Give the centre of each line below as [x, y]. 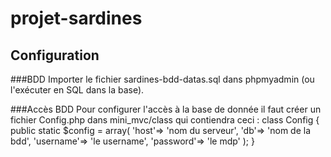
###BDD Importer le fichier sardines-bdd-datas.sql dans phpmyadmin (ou [162, 79]
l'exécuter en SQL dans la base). [77, 90]
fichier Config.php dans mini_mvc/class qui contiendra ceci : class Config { [165, 120]
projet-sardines [76, 18]
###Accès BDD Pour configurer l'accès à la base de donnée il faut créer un [166, 109]
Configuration [55, 55]
